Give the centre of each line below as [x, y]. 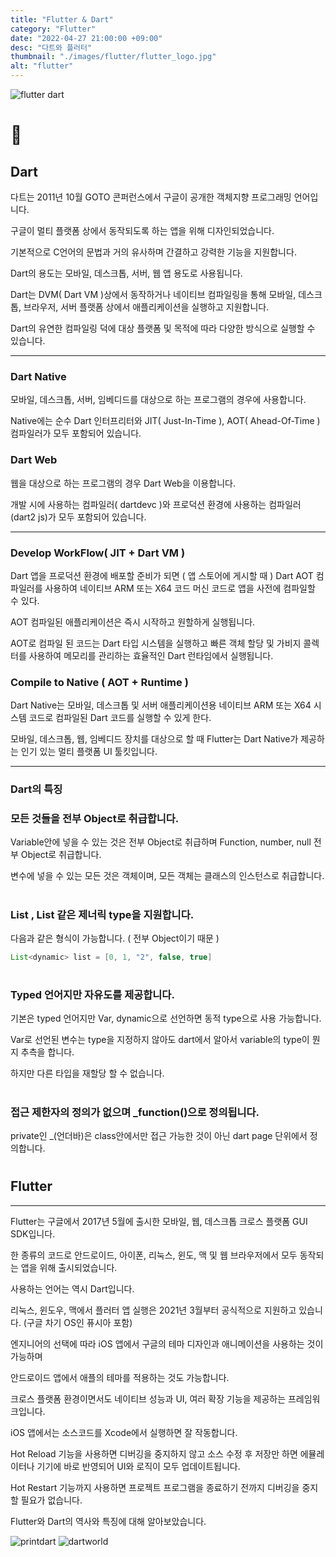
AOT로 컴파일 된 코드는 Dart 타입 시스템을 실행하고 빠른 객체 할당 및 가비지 [156, 643]
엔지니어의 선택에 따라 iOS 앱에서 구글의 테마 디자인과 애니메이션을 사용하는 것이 [167, 1343]
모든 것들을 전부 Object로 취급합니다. [95, 819]
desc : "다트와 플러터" [51, 47]
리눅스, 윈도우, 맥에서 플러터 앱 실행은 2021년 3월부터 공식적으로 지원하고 [153, 1310]
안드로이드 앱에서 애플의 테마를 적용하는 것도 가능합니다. [120, 1377]
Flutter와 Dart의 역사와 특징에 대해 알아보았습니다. [108, 1521]
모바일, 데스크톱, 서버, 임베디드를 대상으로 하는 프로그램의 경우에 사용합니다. [158, 400]
